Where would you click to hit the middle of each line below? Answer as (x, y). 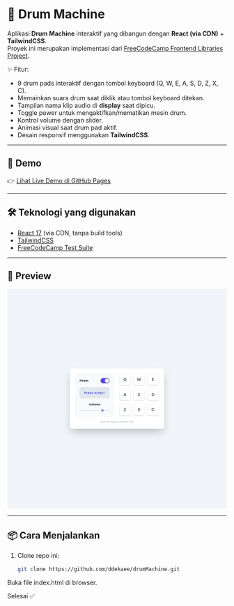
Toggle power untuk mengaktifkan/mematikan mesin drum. (102, 112)
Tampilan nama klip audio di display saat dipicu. (86, 105)
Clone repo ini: (38, 556)
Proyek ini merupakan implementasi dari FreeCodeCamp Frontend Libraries (115, 48)
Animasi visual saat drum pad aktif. (68, 127)
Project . (18, 56)
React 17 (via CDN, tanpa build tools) (70, 233)
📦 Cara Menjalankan (54, 535)
